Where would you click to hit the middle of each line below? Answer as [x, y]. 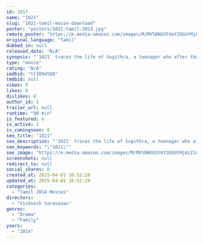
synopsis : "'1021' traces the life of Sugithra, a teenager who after [97, 57]
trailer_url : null [29, 107]
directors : [20, 197]
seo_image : [20, 153]
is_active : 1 [23, 125]
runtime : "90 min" [29, 113]
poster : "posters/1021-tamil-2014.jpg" [56, 29]
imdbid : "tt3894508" [32, 74]
